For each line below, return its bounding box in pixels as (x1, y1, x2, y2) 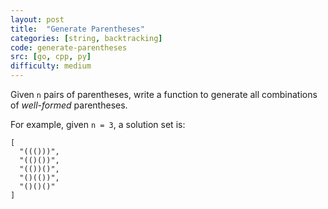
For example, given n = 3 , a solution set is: (10, 119, 186, 130)
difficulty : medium (10, 61, 92, 71)
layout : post (10, 14, 65, 25)
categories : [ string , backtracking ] (10, 33, 163, 43)
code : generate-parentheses (10, 42, 128, 53)
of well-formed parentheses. (10, 99, 128, 111)
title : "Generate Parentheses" (10, 24, 145, 34)
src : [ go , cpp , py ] (10, 52, 92, 62)
